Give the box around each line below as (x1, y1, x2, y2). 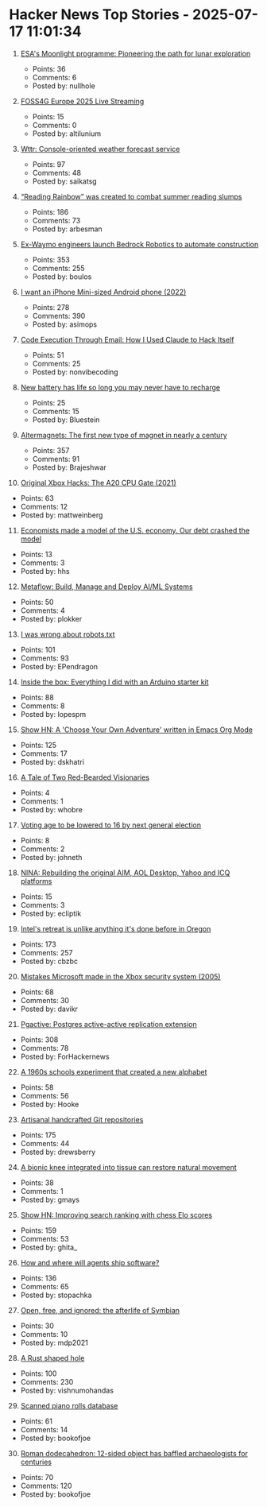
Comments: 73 (32, 215, 81, 225)
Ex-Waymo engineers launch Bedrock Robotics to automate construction (20, 239, 259, 249)
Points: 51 (32, 350, 64, 359)
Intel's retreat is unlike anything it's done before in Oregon (20, 924, 211, 933)
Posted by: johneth (20, 852, 83, 862)
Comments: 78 (20, 1043, 69, 1052)
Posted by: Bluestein (32, 415, 100, 424)
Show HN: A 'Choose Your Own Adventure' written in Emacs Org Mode (20, 725, 253, 734)
